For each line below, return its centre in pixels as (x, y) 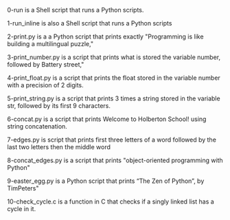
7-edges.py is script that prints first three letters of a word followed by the (112, 140)
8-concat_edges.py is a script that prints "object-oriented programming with (115, 160)
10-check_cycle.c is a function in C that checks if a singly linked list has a (111, 201)
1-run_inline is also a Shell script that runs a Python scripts (90, 23)
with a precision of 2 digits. (45, 85)
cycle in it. (22, 209)
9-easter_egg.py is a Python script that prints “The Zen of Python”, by (106, 181)
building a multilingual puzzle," (50, 44)
